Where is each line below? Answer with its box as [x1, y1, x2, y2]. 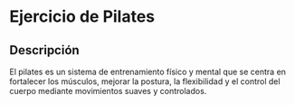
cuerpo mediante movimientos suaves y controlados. [9, 86, 207, 96]
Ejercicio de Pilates [9, 6, 156, 27]
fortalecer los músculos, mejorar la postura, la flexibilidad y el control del [9, 76, 281, 87]
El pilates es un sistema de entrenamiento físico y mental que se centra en [9, 66, 287, 77]
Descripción [9, 43, 80, 58]
